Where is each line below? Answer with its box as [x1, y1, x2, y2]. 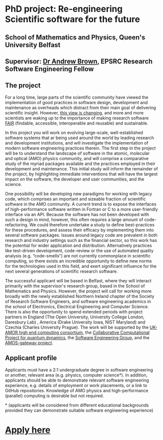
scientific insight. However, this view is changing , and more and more [5, 110, 144, 115]
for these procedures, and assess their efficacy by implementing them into [5, 227, 154, 233]
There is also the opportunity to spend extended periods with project [5, 309, 143, 314]
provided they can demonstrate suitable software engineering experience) [5, 407, 154, 413]
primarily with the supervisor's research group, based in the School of [5, 283, 145, 289]
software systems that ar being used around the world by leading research [5, 135, 154, 141]
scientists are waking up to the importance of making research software [5, 115, 149, 121]
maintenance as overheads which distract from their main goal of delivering [5, 105, 156, 110]
